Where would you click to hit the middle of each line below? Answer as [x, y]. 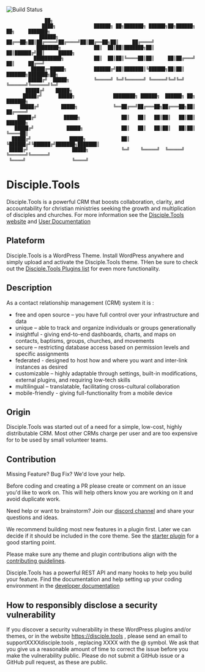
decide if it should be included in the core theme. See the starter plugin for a [102, 536]
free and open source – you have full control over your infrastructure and [107, 315]
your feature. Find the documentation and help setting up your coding [94, 579]
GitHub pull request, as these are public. [57, 662]
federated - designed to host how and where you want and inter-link [101, 360]
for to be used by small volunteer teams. [57, 440]
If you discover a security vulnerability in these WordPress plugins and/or [99, 629]
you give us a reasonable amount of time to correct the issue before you [97, 649]
